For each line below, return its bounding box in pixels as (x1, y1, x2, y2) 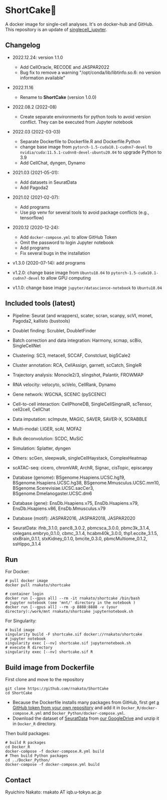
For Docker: (5, 569, 30, 575)
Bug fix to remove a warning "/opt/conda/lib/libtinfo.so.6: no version (20, 69, 161, 75)
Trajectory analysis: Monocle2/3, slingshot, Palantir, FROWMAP (12, 371, 144, 378)
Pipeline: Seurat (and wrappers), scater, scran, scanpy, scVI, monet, (12, 312, 153, 318)
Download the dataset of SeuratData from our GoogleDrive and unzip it (12, 715, 159, 722)
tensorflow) (20, 214, 44, 220)
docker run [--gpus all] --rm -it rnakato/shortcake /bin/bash (5, 596, 140, 601)
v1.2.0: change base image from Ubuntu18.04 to (12, 270, 110, 276)
